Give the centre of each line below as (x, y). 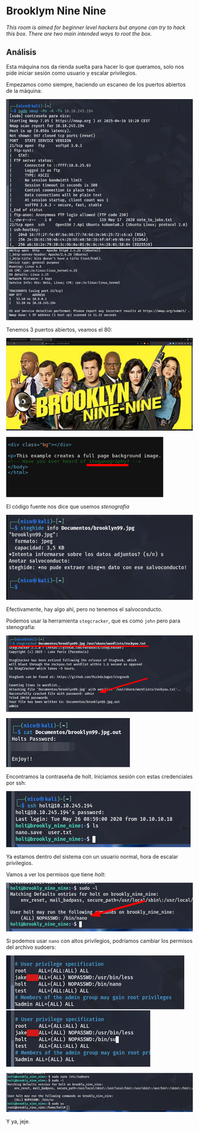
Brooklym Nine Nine (56, 11)
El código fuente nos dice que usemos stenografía (68, 506)
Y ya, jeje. (18, 1121)
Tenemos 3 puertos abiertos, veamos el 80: (59, 329)
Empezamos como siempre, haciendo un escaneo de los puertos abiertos (96, 84)
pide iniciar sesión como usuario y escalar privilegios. (72, 73)
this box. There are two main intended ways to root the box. (79, 33)
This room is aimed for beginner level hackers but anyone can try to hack (96, 27)
